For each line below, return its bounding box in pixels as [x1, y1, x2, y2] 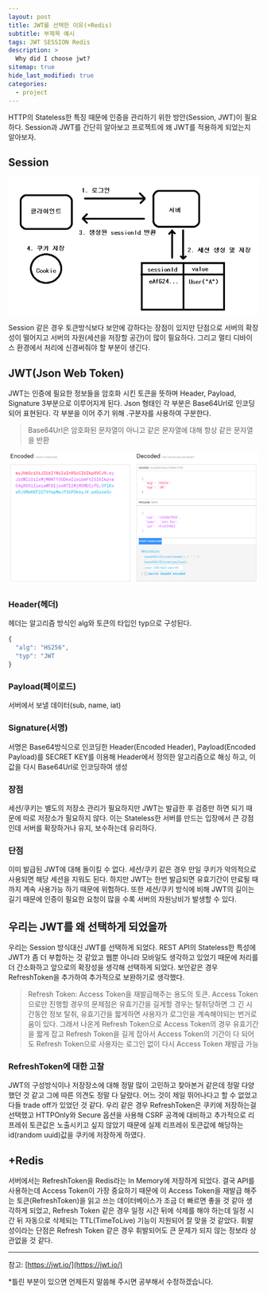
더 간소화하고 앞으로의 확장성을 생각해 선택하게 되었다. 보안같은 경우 [8, 962, 219, 972]
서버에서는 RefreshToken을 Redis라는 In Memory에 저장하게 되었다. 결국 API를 [8, 1176, 255, 1186]
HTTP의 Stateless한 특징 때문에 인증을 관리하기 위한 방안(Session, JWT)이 [8, 112, 243, 122]
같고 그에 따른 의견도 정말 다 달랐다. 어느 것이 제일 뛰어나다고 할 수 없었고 [31, 1090, 258, 1100]
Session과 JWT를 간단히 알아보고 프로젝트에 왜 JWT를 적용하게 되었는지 [25, 122, 251, 131]
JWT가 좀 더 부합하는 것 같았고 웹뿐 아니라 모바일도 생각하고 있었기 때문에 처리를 [8, 952, 259, 962]
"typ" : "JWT [15, 653, 56, 661]
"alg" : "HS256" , [15, 644, 69, 652]
